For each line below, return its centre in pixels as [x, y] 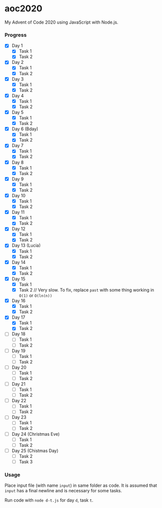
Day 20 [19, 367]
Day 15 [18, 279]
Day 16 [18, 301]
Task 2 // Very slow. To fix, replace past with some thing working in [87, 290]
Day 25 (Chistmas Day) [35, 450]
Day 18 [18, 334]
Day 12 [18, 229]
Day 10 [18, 195]
